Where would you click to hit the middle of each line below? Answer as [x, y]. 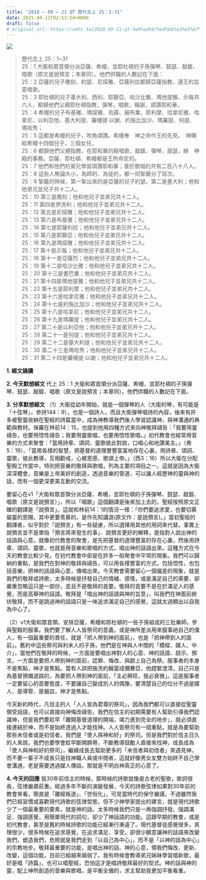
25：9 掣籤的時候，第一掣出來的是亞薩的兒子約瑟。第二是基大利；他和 [110, 182]
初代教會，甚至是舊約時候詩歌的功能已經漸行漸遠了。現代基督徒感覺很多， [100, 825]
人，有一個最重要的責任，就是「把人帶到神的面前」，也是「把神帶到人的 [96, 638]
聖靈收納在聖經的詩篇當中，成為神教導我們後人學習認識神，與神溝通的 [105, 420]
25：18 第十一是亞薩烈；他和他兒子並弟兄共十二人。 [87, 258]
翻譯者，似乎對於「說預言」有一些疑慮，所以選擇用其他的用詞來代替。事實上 [103, 525]
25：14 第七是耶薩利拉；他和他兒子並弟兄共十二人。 [87, 228]
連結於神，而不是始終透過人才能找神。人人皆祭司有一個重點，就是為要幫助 [105, 727]
